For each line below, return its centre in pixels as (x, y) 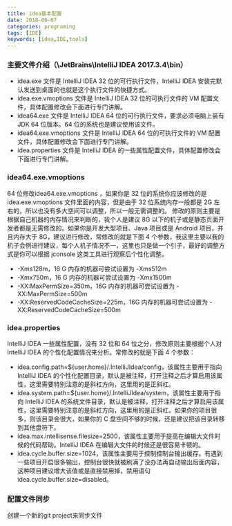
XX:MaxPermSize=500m (52, 293)
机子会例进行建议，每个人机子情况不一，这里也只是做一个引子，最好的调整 (113, 245)
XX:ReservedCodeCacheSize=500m (69, 309)
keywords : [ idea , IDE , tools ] (48, 39)
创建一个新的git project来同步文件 (55, 516)
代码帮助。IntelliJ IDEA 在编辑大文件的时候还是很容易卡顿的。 (117, 445)
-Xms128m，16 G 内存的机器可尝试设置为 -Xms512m (92, 269)
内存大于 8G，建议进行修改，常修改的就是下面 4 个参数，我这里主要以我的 (118, 237)
